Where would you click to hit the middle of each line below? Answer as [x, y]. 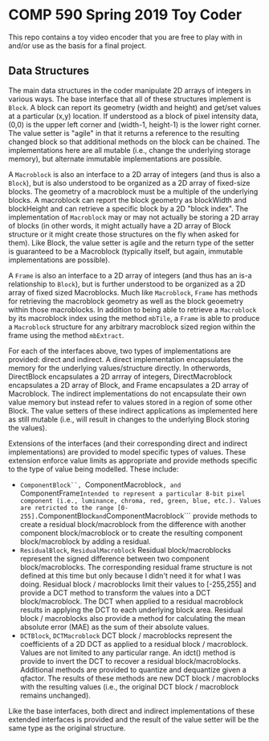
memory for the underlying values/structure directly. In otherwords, [120, 368]
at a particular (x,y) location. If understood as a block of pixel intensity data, [133, 116]
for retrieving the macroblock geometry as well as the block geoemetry [126, 301]
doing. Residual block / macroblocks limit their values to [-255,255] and [138, 584]
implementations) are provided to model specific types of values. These [127, 451]
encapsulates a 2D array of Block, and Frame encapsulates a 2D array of [128, 385]
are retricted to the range [67, 508]
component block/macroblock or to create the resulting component [131, 533]
